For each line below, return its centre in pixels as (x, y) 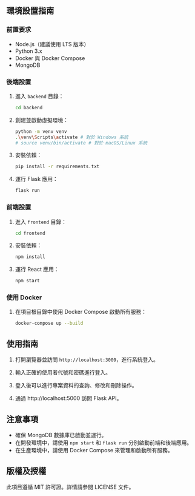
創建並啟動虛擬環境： (41, 120)
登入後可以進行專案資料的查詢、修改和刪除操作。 (76, 386)
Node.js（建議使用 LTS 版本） (52, 44)
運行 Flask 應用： (37, 179)
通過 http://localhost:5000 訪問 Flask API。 (68, 398)
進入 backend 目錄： (39, 96)
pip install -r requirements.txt (57, 167)
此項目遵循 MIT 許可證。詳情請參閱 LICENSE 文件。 (70, 487)
